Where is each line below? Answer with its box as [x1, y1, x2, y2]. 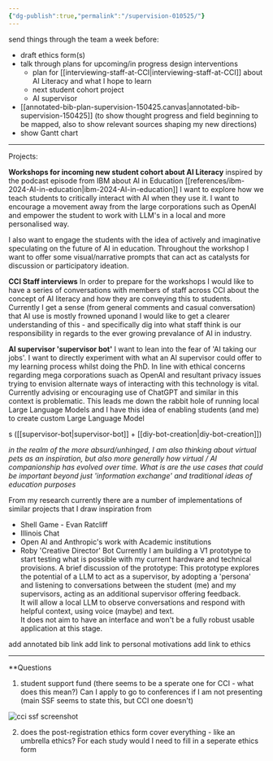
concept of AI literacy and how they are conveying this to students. [8, 294, 233, 304]
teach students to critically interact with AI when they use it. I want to [8, 193, 240, 203]
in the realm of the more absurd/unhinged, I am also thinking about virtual [8, 444, 257, 454]
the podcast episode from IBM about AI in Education [8, 176, 184, 186]
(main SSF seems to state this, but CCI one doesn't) [19, 695, 193, 705]
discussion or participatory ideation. [8, 260, 129, 270]
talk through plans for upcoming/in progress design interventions [19, 59, 238, 68]
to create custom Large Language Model [8, 413, 145, 423]
